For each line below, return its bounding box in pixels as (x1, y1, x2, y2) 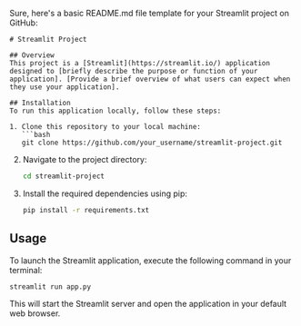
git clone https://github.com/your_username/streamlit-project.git (21, 138, 283, 147)
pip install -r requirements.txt (22, 205, 150, 214)
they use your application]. (9, 83, 120, 92)
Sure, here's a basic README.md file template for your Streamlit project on (9, 8, 289, 18)
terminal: (9, 264, 43, 275)
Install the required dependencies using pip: (22, 188, 188, 199)
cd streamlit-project (22, 172, 105, 181)
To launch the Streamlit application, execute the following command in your (9, 254, 292, 266)
